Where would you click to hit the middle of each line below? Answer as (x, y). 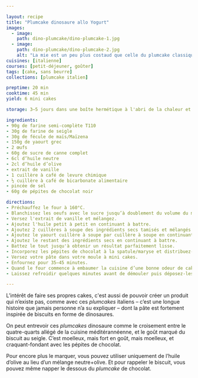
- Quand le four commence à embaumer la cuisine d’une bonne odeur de (95, 268)
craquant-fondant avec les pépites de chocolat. (64, 345)
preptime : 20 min (27, 88)
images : (16, 28)
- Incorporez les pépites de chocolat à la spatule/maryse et (84, 252)
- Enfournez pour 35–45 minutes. (47, 263)
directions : (21, 202)
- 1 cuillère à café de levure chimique (57, 175)
